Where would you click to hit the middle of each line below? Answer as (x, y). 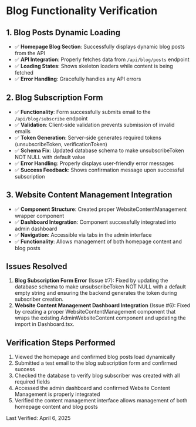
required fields (32, 382)
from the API (30, 53)
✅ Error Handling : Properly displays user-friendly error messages (94, 163)
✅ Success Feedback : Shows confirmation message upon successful (99, 170)
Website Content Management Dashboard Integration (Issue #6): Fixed (102, 305)
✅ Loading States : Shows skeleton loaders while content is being (94, 66)
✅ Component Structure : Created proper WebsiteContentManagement (101, 209)
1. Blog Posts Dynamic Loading (63, 33)
